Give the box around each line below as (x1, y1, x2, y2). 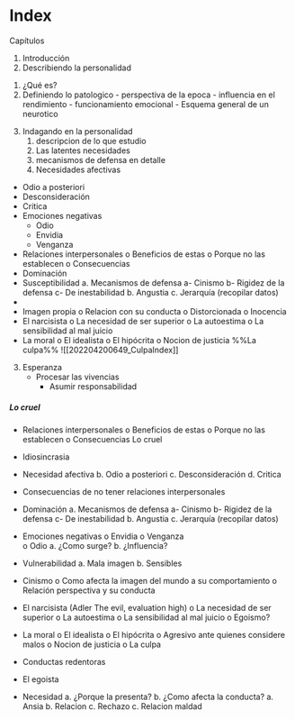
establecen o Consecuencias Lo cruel (22, 433, 163, 444)
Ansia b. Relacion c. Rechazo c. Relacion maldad (22, 700, 202, 712)
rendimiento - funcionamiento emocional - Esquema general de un (22, 98, 270, 109)
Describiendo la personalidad (22, 62, 132, 73)
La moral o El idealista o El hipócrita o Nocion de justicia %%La (22, 334, 256, 345)
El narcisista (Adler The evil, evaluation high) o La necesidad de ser (22, 602, 272, 613)
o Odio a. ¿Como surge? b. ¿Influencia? (22, 540, 168, 551)
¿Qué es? (22, 79, 58, 90)
